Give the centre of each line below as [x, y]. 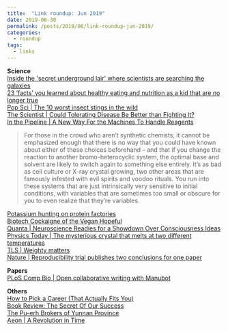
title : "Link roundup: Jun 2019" [56, 13]
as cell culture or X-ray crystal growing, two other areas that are [114, 171]
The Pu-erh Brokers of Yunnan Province [63, 313]
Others [17, 291]
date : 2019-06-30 [32, 20]
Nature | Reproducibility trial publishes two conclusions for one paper [105, 257]
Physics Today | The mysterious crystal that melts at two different [99, 235]
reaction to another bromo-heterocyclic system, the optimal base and [122, 157]
